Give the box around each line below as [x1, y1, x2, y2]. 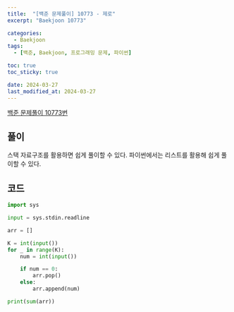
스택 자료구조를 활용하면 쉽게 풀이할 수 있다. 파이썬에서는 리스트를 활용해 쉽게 [7, 151, 220, 160]
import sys [7, 202, 39, 209]
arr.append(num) [32, 285, 80, 292]
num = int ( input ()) [20, 253, 78, 260]
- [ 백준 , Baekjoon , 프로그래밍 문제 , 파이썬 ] [13, 49, 132, 56]
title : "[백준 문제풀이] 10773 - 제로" [7, 10, 116, 18]
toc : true [7, 62, 37, 69]
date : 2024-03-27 [7, 81, 58, 88]
